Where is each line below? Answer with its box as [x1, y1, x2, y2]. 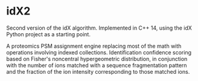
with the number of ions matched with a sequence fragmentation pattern [6, 62, 187, 69]
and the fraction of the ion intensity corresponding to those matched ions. [6, 68, 190, 75]
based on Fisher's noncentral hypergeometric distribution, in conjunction [6, 55, 188, 62]
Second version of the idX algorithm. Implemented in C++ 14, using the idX [6, 24, 192, 31]
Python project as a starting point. [6, 30, 91, 37]
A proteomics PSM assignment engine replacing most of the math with [6, 42, 182, 50]
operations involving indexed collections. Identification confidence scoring [6, 48, 192, 56]
